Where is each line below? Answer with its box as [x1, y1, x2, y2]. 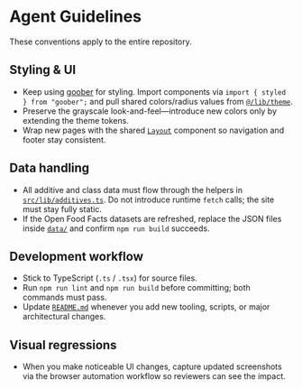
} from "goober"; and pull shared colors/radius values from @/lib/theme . [22, 96, 293, 107]
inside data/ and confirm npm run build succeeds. [22, 223, 210, 234]
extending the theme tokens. [22, 115, 129, 125]
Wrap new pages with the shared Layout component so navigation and [22, 125, 285, 135]
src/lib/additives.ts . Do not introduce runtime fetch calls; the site [22, 194, 275, 205]
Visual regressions [9, 337, 117, 353]
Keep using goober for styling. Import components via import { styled [22, 86, 287, 97]
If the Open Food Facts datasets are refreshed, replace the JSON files [22, 213, 282, 224]
